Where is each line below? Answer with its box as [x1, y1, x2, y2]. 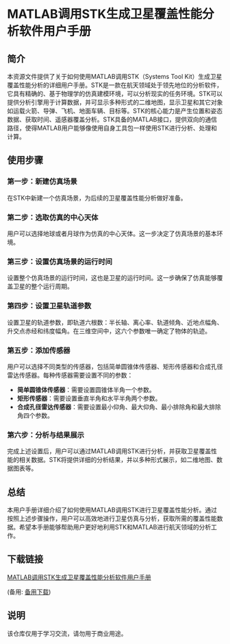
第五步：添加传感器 [7, 345, 71, 355]
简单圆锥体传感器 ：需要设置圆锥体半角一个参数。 [16, 385, 155, 393]
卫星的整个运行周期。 [12, 282, 73, 290]
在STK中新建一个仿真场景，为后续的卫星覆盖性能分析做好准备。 [7, 194, 187, 202]
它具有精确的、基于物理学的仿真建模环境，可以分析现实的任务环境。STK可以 [7, 90, 223, 97]
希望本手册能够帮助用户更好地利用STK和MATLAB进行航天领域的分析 [18, 522, 212, 531]
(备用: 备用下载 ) [7, 588, 51, 596]
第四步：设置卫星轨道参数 [7, 301, 92, 311]
